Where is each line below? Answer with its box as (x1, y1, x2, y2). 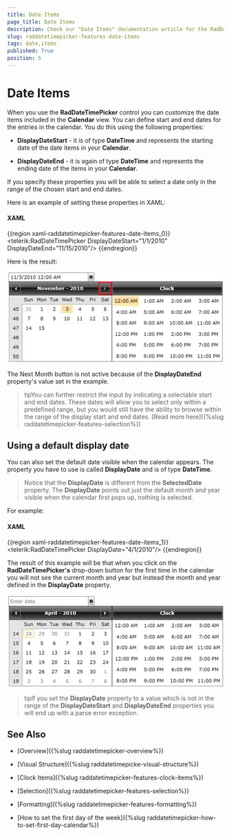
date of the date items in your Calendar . (16, 143, 131, 152)
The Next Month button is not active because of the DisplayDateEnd (7, 370, 201, 378)
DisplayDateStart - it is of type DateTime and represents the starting (16, 136, 213, 144)
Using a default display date (7, 439, 129, 451)
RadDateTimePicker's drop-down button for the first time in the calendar (7, 566, 214, 574)
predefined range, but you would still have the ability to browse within (23, 405, 222, 413)
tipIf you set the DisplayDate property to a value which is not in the (23, 694, 214, 702)
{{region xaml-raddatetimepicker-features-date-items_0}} (7, 230, 170, 238)
